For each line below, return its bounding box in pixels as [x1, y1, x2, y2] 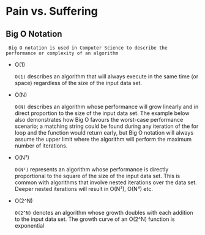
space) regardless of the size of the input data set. [14, 80, 142, 86]
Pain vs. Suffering [6, 4, 99, 18]
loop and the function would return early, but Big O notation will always [14, 129, 194, 136]
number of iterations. [14, 142, 68, 149]
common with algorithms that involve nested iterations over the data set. [14, 179, 197, 186]
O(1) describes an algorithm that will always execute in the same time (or [14, 73, 199, 80]
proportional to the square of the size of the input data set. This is [14, 173, 181, 179]
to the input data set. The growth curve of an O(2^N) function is [14, 215, 175, 223]
